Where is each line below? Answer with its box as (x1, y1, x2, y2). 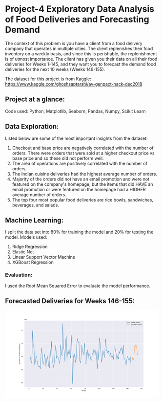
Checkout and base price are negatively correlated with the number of (12, 145, 154, 151)
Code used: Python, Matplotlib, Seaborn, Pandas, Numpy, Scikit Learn (5, 108, 146, 114)
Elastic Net (12, 249, 34, 255)
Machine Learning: (5, 216, 64, 224)
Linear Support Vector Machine (12, 254, 76, 260)
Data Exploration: (5, 122, 59, 131)
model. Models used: (5, 234, 47, 240)
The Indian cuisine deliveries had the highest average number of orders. (12, 171, 158, 177)
